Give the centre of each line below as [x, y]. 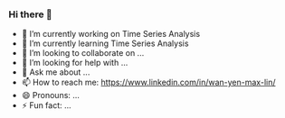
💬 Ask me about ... [56, 72]
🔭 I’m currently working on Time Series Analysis [111, 34]
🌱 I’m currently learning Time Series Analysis [105, 43]
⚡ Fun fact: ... [46, 105]
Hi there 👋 [31, 14]
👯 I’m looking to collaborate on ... [83, 53]
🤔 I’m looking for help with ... [75, 63]
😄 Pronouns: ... [51, 95]
